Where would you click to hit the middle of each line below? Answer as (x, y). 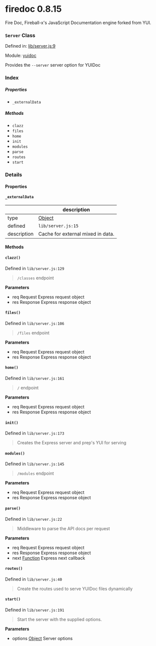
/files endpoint (33, 333)
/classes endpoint (35, 278)
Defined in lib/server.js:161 (35, 378)
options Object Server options (42, 639)
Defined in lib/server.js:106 (35, 323)
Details (14, 175)
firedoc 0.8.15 (33, 9)
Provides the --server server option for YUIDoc (53, 65)
